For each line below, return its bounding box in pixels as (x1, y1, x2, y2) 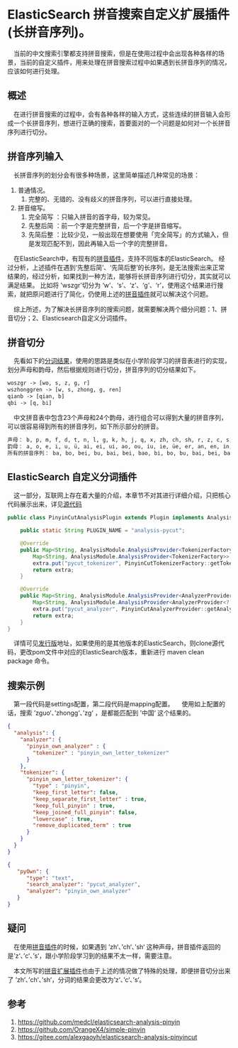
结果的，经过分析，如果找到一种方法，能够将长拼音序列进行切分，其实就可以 (7, 271, 231, 281)
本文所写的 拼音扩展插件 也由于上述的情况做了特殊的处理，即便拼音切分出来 (13, 966, 231, 975)
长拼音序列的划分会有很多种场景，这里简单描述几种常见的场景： (13, 171, 200, 179)
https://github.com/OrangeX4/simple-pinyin (17, 1025, 146, 1034)
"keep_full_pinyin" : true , (33, 802, 115, 809)
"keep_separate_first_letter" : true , (33, 795, 147, 803)
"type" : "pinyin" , (33, 782, 91, 789)
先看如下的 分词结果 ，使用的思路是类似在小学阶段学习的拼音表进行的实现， (13, 357, 231, 365)
